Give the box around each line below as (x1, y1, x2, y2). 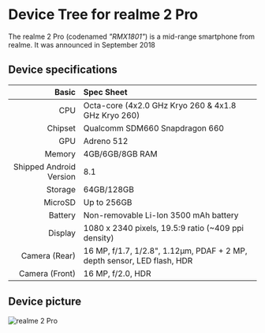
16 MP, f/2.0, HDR (83, 267, 151, 278)
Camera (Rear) (21, 250, 77, 261)
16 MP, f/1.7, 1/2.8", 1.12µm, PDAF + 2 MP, (83, 245, 248, 256)
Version (47, 171, 77, 182)
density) (83, 232, 114, 243)
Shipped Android (13, 161, 77, 172)
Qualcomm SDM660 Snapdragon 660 (83, 123, 225, 134)
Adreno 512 (83, 135, 129, 146)
